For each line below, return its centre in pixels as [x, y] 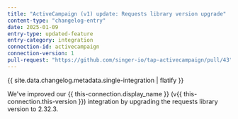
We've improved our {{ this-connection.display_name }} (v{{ [95, 93]
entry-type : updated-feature [50, 34]
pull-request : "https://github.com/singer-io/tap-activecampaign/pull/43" [120, 60]
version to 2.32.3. [33, 109]
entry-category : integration [50, 40]
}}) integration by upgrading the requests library [148, 101]
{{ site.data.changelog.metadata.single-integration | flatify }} [96, 80]
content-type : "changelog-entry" [57, 21]
